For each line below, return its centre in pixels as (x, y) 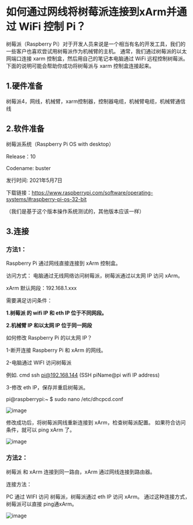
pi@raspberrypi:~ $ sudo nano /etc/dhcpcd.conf (65, 399)
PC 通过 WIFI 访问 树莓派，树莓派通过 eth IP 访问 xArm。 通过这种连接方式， (98, 496)
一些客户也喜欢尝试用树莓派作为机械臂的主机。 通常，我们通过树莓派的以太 (96, 51)
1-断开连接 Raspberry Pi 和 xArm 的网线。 (56, 350)
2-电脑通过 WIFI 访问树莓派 (39, 362)
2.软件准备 (25, 129)
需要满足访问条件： (29, 301)
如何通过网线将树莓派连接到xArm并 (92, 12)
